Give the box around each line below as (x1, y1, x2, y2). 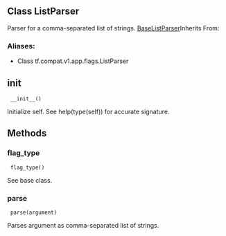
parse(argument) (10, 209, 58, 216)
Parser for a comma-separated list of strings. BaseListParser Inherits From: (7, 24, 220, 32)
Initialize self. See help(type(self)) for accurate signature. (7, 107, 170, 116)
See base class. (7, 176, 53, 184)
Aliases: (7, 41, 36, 51)
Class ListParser (7, 6, 80, 17)
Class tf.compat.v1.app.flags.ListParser (17, 57, 129, 65)
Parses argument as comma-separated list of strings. (7, 221, 159, 229)
